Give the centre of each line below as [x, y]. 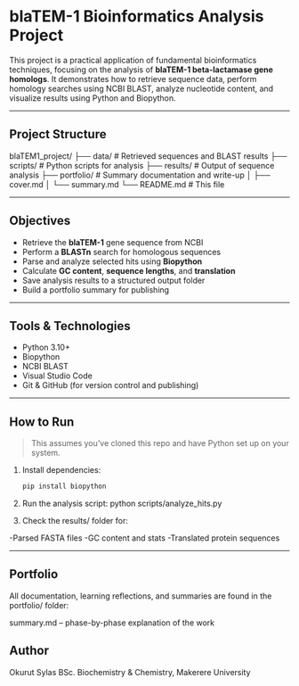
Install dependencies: [61, 470]
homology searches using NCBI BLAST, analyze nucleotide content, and [141, 88]
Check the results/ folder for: [75, 521]
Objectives [40, 221]
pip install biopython [64, 487]
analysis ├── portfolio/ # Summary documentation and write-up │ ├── [140, 175]
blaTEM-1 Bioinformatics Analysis [137, 17]
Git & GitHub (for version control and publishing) [110, 385]
